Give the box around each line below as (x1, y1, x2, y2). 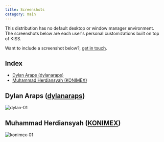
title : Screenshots (5, 7, 45, 12)
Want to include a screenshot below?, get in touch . (5, 45, 108, 51)
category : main (5, 12, 36, 17)
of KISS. (5, 35, 22, 42)
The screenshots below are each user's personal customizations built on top (5, 30, 160, 36)
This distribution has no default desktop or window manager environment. (5, 25, 154, 31)
